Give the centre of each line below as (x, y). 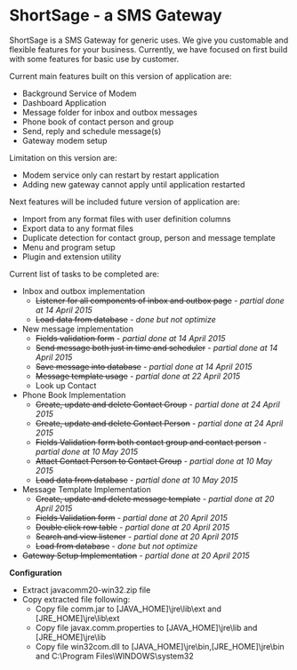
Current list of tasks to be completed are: (84, 274)
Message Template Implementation (86, 489)
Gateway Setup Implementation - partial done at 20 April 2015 (136, 555)
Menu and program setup (68, 247)
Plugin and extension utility (72, 256)
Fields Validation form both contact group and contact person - (151, 442)
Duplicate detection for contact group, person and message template (148, 237)
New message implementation (78, 329)
